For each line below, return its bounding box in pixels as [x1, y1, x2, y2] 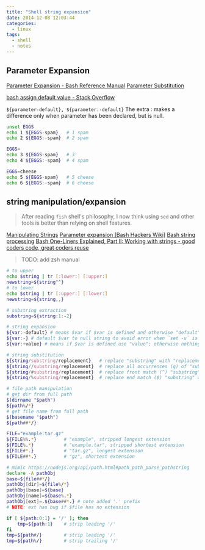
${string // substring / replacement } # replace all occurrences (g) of [6, 363, 187, 369]
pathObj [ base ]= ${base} [6, 487, 64, 493]
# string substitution [6, 352, 64, 358]
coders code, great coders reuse [6, 244, 89, 251]
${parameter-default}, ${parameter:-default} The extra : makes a [6, 105, 175, 113]
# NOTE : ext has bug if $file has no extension [6, 504, 130, 510]
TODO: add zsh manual [21, 256, 81, 263]
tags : [6, 32, 20, 38]
